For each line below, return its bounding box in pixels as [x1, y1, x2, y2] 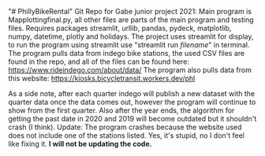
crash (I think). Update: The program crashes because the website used [8, 122, 242, 132]
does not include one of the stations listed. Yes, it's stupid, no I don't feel [8, 131, 245, 140]
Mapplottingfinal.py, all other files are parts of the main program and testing [8, 15, 254, 24]
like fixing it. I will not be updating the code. [8, 139, 152, 148]
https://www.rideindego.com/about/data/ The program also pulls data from [8, 65, 252, 74]
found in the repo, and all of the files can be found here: [8, 57, 189, 66]
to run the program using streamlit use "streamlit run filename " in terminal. [8, 40, 250, 50]
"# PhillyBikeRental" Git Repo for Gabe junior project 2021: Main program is [8, 7, 252, 16]
